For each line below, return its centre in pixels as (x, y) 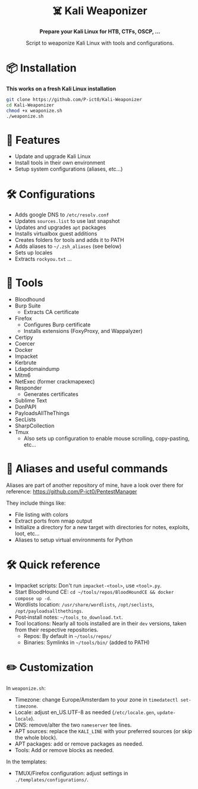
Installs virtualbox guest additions (56, 234)
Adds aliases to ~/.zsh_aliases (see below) (68, 246)
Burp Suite (28, 306)
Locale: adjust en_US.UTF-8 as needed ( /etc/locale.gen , (85, 712)
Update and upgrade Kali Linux (53, 156)
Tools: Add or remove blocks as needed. (64, 750)
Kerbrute (26, 363)
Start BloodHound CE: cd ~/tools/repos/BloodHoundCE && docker (94, 592)
